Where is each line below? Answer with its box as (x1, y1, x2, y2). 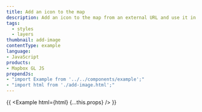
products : (6, 59, 31, 65)
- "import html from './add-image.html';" (6, 82, 115, 88)
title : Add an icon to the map (6, 8, 85, 15)
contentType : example (6, 43, 61, 49)
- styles (11, 25, 34, 32)
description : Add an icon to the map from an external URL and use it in (6, 15, 197, 21)
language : (6, 48, 31, 54)
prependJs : (6, 71, 34, 77)
